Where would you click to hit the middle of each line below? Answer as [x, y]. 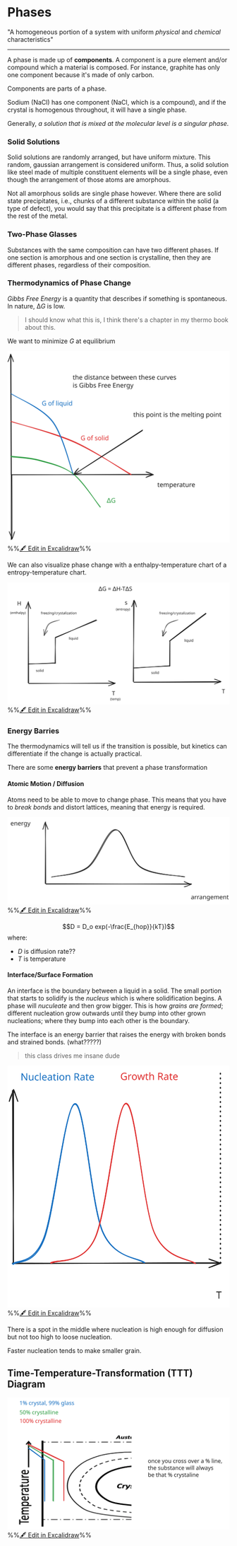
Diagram [26, 1384]
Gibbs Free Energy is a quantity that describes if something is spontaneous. [117, 299]
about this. [40, 327]
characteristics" [30, 39]
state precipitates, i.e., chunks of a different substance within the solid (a [113, 201]
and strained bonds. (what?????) [55, 1042]
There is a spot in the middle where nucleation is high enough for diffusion [115, 1329]
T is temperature [42, 959]
